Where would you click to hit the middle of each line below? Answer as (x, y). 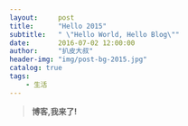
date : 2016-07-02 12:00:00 (72, 43)
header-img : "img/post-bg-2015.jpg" (78, 59)
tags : (19, 76)
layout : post (42, 18)
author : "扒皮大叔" (51, 51)
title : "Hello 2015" (58, 26)
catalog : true (36, 68)
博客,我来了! (54, 111)
